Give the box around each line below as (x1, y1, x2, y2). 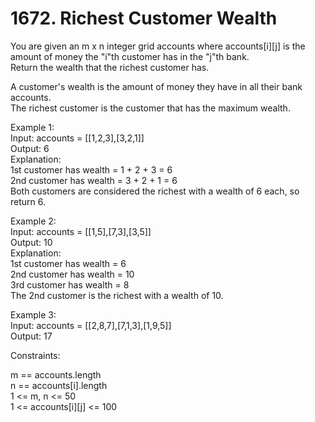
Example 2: (10, 215, 57, 227)
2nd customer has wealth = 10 (10, 268, 135, 280)
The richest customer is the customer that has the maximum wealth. (10, 102, 291, 114)
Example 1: (10, 121, 55, 133)
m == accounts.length (10, 368, 102, 381)
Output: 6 (10, 142, 50, 154)
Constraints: (10, 349, 61, 361)
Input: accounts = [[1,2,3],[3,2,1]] (10, 132, 145, 144)
